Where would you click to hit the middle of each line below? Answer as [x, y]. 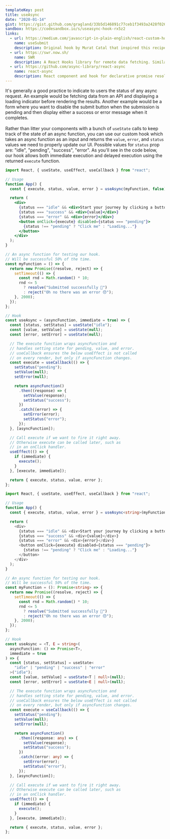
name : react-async [34, 72]
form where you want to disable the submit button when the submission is [82, 107]
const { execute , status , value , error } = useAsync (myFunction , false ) [88, 189]
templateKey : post [25, 10]
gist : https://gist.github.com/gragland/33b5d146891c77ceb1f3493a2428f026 [86, 24]
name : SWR [25, 57]
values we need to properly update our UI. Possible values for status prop [82, 144]
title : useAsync [22, 15]
